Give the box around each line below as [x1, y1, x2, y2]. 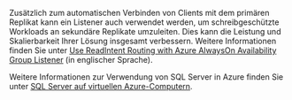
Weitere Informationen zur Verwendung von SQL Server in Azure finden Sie [9, 72, 284, 82]
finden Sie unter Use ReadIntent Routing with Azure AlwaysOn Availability [9, 45, 277, 56]
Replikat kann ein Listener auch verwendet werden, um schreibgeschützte [9, 17, 280, 27]
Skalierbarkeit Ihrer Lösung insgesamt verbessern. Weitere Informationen [9, 35, 277, 46]
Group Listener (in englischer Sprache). [9, 55, 153, 65]
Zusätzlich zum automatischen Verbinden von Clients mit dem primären [9, 8, 270, 18]
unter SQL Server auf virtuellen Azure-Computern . [9, 81, 193, 91]
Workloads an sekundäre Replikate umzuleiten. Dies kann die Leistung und [9, 27, 281, 36]
